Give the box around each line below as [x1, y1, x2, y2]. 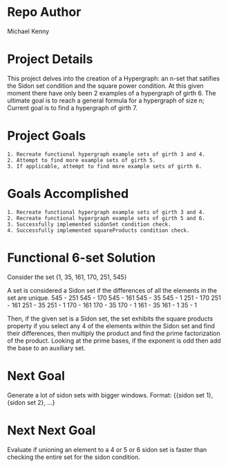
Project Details [7, 51, 93, 67]
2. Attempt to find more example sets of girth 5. [7, 156, 156, 163]
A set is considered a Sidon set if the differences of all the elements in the [7, 286, 218, 294]
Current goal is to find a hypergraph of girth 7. [7, 103, 138, 111]
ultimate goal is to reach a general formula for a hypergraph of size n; [7, 96, 205, 105]
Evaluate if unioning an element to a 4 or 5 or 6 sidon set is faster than [7, 445, 207, 453]
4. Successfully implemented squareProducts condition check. [7, 226, 190, 234]
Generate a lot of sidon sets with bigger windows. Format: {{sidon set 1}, [7, 390, 213, 399]
